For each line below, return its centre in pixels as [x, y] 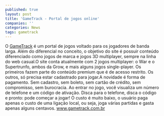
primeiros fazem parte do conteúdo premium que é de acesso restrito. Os [79, 72]
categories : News [23, 28]
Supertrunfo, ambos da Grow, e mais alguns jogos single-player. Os [73, 67]
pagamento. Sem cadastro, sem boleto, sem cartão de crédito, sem [73, 82]
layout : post [18, 14]
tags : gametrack [22, 32]
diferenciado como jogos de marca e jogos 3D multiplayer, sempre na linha [81, 56]
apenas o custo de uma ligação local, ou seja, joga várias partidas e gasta [80, 103]
